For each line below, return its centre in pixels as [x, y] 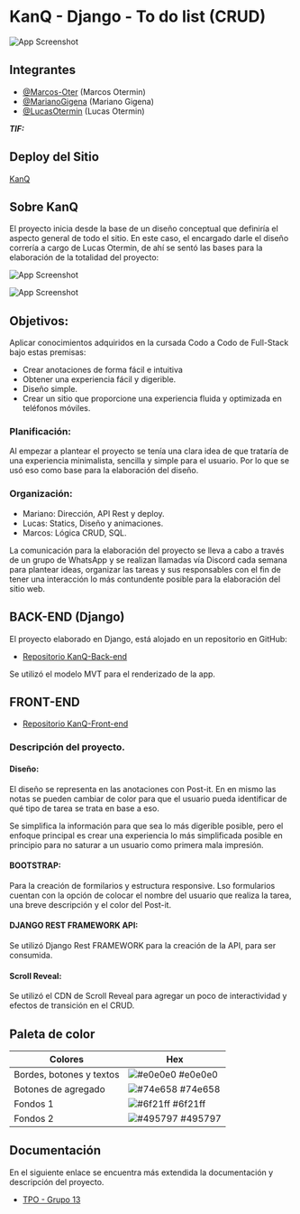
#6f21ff [189, 1104]
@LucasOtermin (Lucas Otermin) [84, 111]
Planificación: [41, 432]
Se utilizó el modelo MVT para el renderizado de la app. [113, 674]
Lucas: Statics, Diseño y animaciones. [93, 523]
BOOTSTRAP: [35, 865]
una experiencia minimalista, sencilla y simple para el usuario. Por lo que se [150, 461]
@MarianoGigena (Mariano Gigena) [88, 101]
